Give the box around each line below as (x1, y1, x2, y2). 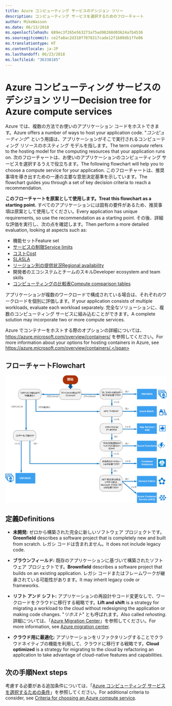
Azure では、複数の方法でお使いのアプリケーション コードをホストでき (5, 123, 155, 130)
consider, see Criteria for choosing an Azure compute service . (5, 695, 137, 701)
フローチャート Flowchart (5, 361, 85, 370)
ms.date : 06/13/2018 (5, 25, 50, 30)
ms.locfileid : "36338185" (5, 57, 60, 62)
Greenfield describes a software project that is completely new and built (12, 535, 166, 541)
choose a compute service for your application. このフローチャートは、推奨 (5, 167, 165, 173)
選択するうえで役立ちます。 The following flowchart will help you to (23, 161, 164, 167)
